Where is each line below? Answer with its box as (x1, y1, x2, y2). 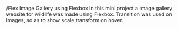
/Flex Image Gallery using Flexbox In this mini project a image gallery (6, 5, 173, 11)
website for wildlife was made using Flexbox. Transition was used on (6, 11, 172, 18)
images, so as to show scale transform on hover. (6, 17, 123, 23)
